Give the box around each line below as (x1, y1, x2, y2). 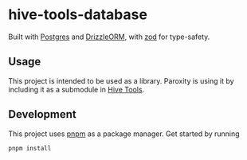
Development (8, 107, 77, 121)
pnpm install (8, 144, 52, 152)
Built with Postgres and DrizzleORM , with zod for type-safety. (8, 32, 210, 41)
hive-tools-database (8, 6, 147, 24)
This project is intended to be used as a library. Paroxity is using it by (8, 76, 234, 85)
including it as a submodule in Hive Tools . (8, 84, 145, 94)
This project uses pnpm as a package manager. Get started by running (8, 129, 241, 139)
